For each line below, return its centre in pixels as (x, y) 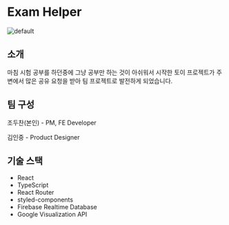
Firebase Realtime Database (57, 207)
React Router (36, 193)
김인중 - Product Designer (44, 137)
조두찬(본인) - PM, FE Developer (52, 122)
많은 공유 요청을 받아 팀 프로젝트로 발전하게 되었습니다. (99, 81)
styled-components (45, 200)
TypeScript (33, 185)
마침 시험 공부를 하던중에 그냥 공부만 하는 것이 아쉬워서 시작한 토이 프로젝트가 (111, 72)
